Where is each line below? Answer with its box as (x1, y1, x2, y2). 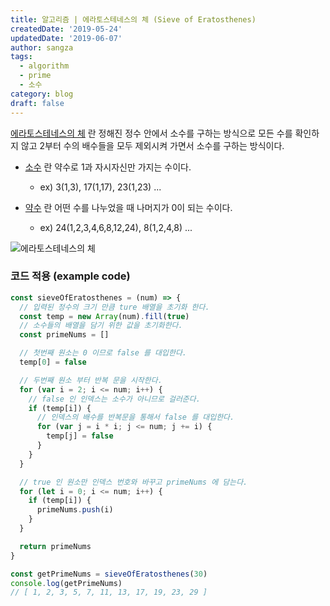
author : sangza (10, 42, 74, 53)
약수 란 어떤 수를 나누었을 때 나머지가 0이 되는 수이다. (24, 201, 233, 213)
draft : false (10, 98, 65, 108)
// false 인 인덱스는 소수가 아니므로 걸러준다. (28, 394, 201, 404)
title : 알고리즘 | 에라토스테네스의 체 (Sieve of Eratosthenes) (10, 14, 257, 25)
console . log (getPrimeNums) (10, 578, 123, 588)
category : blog (10, 89, 74, 99)
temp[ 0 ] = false (19, 357, 87, 368)
